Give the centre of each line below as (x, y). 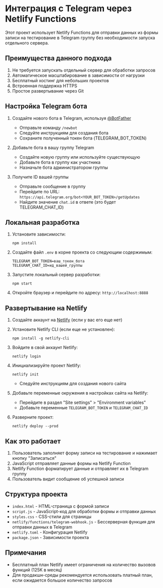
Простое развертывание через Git (48, 91)
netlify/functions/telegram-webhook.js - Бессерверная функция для (83, 521)
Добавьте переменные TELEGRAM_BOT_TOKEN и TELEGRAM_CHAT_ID (83, 408)
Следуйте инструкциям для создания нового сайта (73, 384)
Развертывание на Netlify (46, 308)
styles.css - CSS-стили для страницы (52, 517)
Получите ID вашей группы (40, 177)
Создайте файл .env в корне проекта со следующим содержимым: (82, 252)
